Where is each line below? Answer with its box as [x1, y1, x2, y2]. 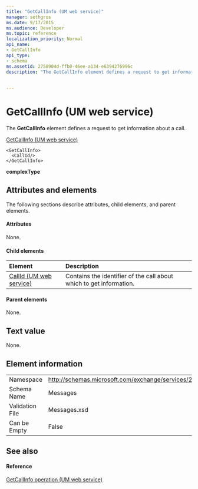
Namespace [9, 375, 43, 384]
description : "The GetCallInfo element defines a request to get [6, 69, 170, 75]
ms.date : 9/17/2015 [6, 19, 54, 25]
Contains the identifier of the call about [65, 272, 173, 280]
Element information [6, 359, 83, 369]
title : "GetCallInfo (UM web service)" [6, 8, 104, 15]
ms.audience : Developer [6, 25, 65, 31]
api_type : [6, 52, 31, 58]
